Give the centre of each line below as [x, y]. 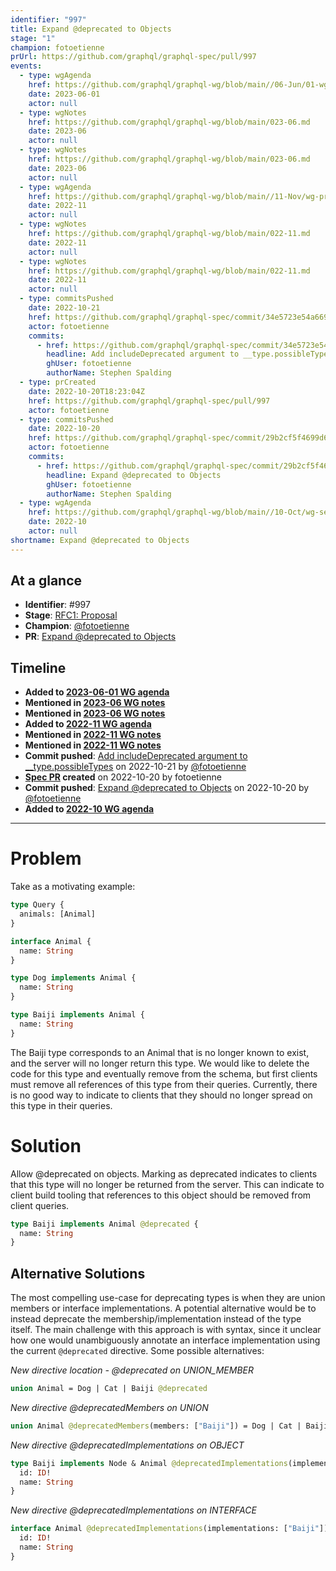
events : [26, 66]
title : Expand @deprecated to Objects [91, 29]
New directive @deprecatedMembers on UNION [109, 1407]
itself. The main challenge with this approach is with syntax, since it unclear [166, 1330]
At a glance [46, 581]
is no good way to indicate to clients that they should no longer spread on [161, 1095]
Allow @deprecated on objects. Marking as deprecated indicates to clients [164, 1173]
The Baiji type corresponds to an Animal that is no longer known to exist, [160, 1052]
